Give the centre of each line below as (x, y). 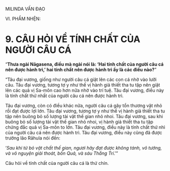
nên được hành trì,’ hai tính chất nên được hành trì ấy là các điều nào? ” (81, 69)
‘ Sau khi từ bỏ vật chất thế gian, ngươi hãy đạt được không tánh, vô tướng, (83, 148)
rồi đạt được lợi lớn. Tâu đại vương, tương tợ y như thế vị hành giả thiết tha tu (85, 111)
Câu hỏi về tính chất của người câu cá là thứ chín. (57, 163)
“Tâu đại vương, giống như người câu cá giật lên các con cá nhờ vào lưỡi (81, 79)
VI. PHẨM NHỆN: (23, 19)
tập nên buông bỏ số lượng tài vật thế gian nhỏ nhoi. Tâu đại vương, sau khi (84, 116)
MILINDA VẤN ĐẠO (25, 9)
